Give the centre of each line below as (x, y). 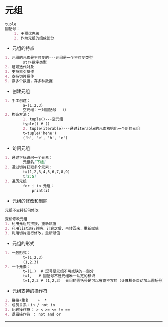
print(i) (41, 190)
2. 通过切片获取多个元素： (29, 167)
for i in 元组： (39, 186)
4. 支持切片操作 (20, 76)
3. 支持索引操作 (20, 72)
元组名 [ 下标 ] (35, 162)
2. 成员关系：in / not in (30, 305)
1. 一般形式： (18, 253)
